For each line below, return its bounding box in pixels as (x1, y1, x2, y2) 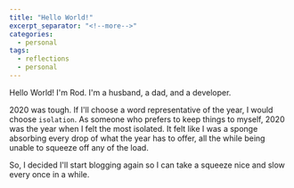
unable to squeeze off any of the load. (9, 142, 149, 152)
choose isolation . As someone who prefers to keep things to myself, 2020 (9, 113, 285, 125)
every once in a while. (9, 168, 90, 179)
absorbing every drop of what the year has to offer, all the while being (9, 133, 265, 143)
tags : (9, 46, 29, 55)
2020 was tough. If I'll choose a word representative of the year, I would (9, 104, 274, 115)
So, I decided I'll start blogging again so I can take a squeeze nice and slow (9, 159, 285, 170)
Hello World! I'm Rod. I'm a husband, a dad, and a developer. (9, 86, 232, 98)
